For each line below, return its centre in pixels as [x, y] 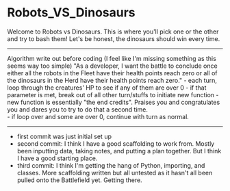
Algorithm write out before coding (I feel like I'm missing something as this [112, 58]
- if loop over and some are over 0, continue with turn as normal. [98, 116]
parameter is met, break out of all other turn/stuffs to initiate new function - [113, 94]
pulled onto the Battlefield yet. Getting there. [79, 180]
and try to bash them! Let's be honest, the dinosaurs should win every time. [114, 38]
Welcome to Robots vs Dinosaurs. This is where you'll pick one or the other [113, 31]
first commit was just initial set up [64, 136]
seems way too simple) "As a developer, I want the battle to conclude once [112, 66]
